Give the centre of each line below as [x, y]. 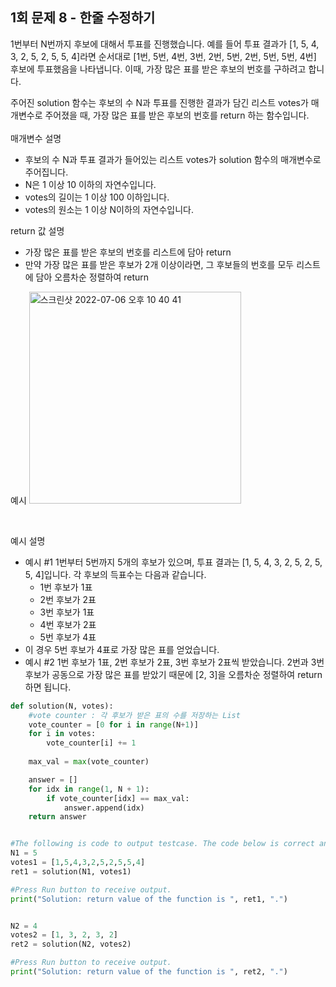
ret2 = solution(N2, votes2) [71, 944]
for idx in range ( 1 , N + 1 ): [89, 789]
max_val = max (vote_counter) [89, 762]
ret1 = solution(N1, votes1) [71, 871]
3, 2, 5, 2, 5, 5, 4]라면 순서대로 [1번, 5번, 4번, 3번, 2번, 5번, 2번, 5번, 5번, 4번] [163, 56]
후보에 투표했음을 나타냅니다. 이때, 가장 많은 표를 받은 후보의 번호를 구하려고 [158, 69]
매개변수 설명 [36, 138]
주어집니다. [46, 172]
